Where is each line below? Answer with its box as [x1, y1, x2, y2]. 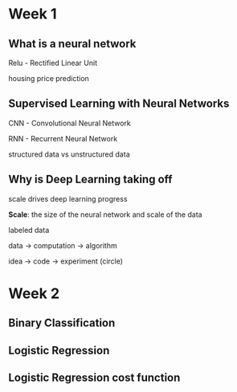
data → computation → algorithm [8, 240, 118, 250]
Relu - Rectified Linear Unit [8, 58, 98, 67]
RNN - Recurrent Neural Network [8, 133, 118, 143]
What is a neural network [8, 37, 137, 51]
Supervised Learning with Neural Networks [8, 97, 230, 111]
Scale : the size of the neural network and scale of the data [8, 210, 202, 219]
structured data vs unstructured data [8, 149, 130, 159]
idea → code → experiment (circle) [8, 256, 123, 266]
